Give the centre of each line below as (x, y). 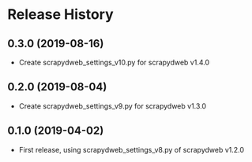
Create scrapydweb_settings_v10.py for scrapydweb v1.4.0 (114, 62)
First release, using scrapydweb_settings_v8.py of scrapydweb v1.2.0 (132, 149)
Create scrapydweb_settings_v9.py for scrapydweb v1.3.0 (113, 106)
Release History (60, 15)
